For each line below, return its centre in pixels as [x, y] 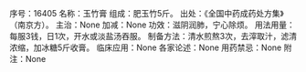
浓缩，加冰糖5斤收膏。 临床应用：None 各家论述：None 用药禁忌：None [146, 47]
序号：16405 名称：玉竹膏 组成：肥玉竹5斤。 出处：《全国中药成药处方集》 [147, 13]
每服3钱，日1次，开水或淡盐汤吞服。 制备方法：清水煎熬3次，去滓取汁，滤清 [153, 36]
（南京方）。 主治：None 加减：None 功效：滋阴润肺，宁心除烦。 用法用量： [152, 25]
